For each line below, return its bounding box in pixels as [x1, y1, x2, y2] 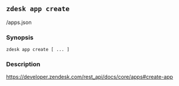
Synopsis [6, 33, 34, 42]
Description [6, 60, 41, 68]
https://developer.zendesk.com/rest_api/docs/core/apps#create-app [6, 73, 174, 81]
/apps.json [6, 19, 32, 26]
